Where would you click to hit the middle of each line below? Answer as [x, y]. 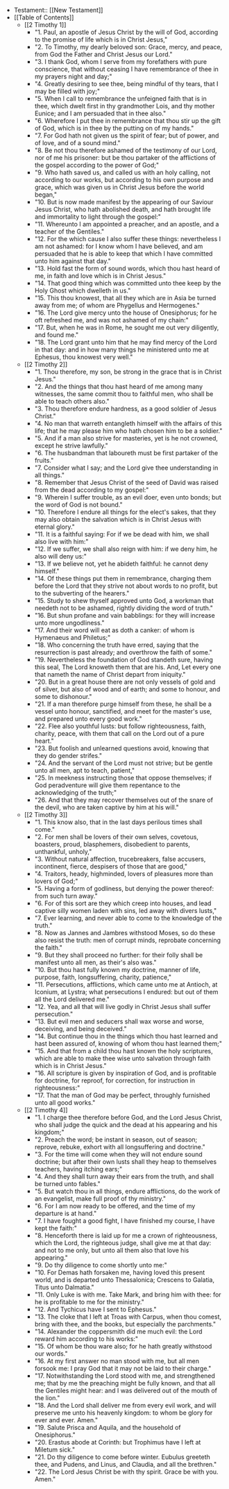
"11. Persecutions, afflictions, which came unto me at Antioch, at [126, 985]
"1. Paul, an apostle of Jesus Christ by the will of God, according [126, 32]
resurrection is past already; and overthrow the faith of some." [124, 652]
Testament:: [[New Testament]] [58, 10]
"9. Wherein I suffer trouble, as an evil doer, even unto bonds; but [128, 497]
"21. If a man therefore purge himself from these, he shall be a [123, 704]
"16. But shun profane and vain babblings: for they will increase [125, 615]
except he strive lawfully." [71, 445]
